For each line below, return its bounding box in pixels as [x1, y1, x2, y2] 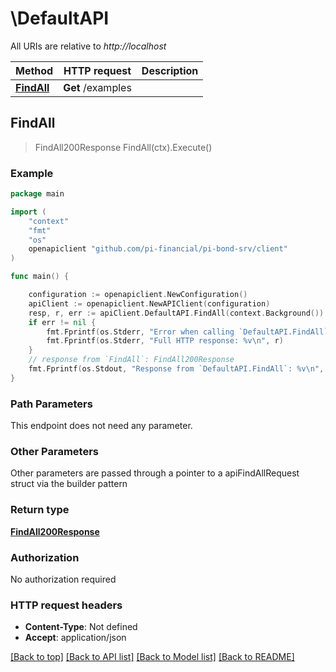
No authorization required [10, 573, 117, 585]
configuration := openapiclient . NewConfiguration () [28, 290, 248, 300]
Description [141, 63, 199, 77]
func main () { [10, 272, 70, 282]
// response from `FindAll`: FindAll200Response [28, 355, 235, 365]
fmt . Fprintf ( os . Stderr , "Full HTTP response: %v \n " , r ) [46, 336, 284, 346]
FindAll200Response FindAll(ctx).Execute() [34, 141, 213, 153]
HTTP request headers [10, 598, 123, 612]
